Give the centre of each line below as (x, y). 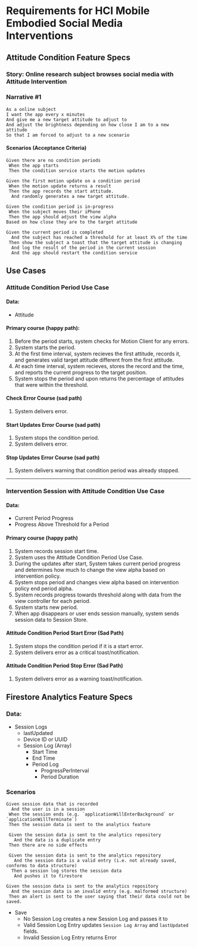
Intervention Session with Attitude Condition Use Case (85, 491)
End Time (44, 758)
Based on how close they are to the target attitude (72, 222)
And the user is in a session (48, 809)
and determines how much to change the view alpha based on (90, 569)
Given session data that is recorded (52, 804)
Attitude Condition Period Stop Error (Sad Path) (64, 666)
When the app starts (34, 166)
